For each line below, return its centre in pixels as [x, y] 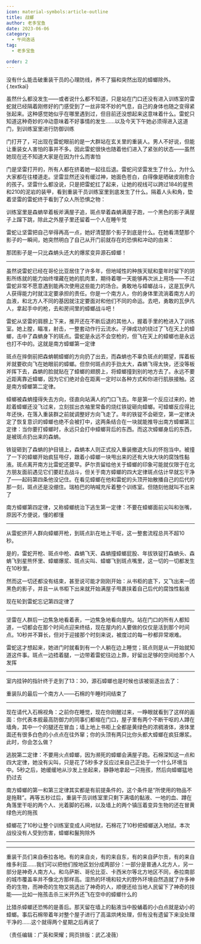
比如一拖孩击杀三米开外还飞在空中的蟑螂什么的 [80, 894]
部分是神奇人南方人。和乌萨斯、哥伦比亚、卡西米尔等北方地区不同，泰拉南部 [100, 871]
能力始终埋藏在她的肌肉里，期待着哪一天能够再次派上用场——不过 [113, 278]
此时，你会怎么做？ [30, 742]
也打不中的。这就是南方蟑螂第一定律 [51, 343]
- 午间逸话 [23, 40]
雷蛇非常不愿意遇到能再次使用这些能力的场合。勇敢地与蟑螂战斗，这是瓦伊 [98, 286]
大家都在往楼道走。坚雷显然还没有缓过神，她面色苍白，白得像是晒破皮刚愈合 [100, 176]
